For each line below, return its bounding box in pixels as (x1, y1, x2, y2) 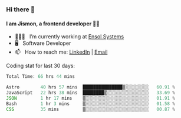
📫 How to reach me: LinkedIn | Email (14, 48, 108, 55)
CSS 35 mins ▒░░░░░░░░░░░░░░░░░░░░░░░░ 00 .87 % (6, 106, 176, 112)
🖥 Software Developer (14, 40, 71, 47)
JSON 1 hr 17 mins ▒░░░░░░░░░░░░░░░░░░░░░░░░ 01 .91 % (6, 95, 176, 101)
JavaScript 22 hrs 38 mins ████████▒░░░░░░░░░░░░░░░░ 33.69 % (6, 90, 176, 96)
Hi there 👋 (6, 5, 35, 14)
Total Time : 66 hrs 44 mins (6, 74, 75, 80)
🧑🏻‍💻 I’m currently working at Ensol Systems (14, 33, 124, 40)
